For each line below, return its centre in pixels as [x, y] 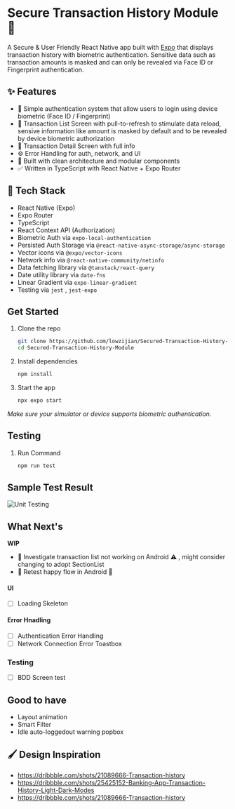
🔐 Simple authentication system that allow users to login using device [117, 108]
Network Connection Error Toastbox [70, 643]
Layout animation [42, 716]
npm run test [36, 466]
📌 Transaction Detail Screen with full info [76, 146]
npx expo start [40, 401]
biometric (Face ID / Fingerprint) [64, 116]
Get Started [33, 311]
